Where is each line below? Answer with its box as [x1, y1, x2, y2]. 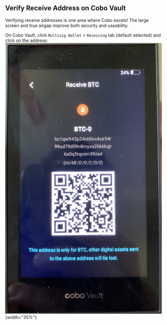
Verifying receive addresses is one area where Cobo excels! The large [5, 17, 149, 23]
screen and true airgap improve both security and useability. [5, 22, 129, 28]
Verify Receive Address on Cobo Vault [5, 4, 126, 12]
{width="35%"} [5, 315, 37, 321]
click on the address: [5, 37, 48, 43]
